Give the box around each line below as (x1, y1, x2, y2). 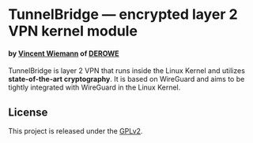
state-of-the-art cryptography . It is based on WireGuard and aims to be (8, 75, 245, 84)
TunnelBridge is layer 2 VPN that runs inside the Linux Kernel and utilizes (8, 66, 245, 75)
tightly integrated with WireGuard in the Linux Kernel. (8, 82, 181, 92)
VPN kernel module (8, 22, 138, 40)
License (8, 105, 48, 119)
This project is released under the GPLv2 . (8, 126, 143, 136)
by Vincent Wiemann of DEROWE (8, 49, 120, 58)
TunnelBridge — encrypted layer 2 (8, 5, 239, 24)
